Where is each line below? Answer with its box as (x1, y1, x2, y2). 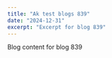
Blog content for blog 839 (7, 43, 83, 52)
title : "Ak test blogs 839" (7, 10, 91, 18)
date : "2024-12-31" (7, 17, 65, 24)
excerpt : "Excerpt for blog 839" (7, 23, 106, 30)
